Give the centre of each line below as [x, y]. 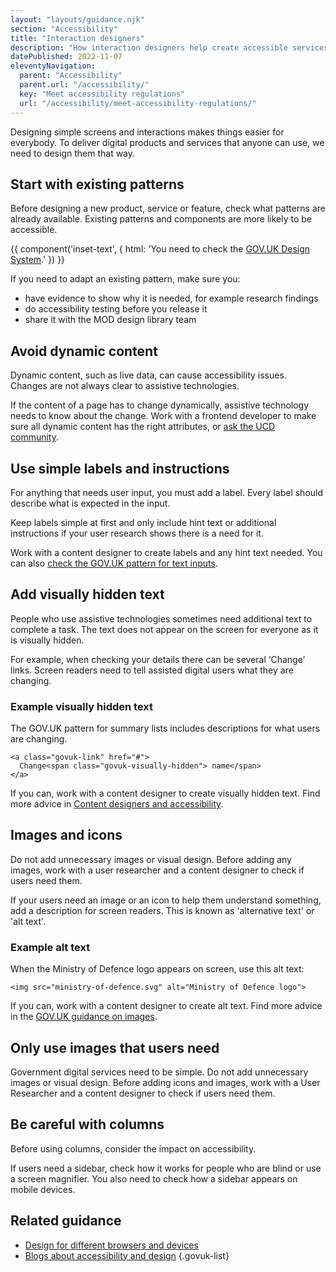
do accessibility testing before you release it [116, 309]
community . [35, 437]
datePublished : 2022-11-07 [66, 57]
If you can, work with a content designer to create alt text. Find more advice [166, 1006]
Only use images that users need [115, 1047]
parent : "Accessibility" [71, 76]
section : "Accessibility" [64, 29]
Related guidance [66, 1221]
